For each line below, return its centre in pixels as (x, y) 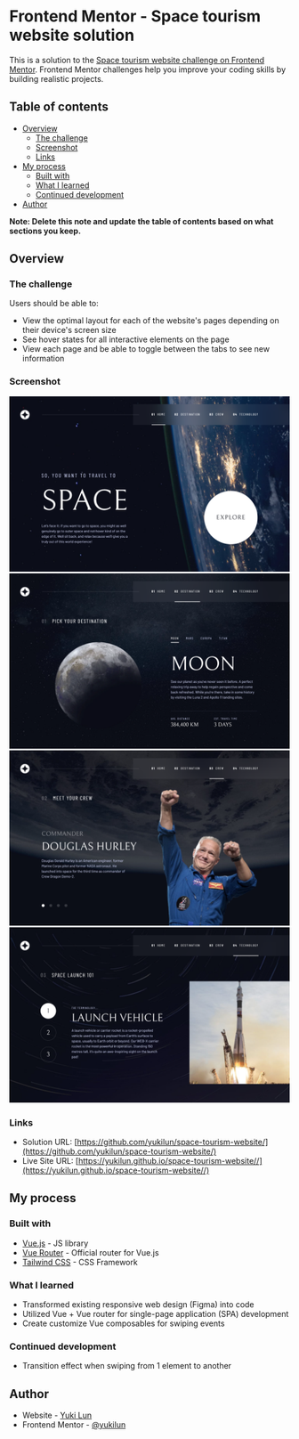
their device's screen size (69, 330)
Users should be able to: (54, 304)
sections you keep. (45, 231)
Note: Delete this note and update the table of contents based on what (141, 221)
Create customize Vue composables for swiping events (123, 1323)
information (43, 359)
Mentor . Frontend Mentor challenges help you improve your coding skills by (148, 69)
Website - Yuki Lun (57, 1415)
